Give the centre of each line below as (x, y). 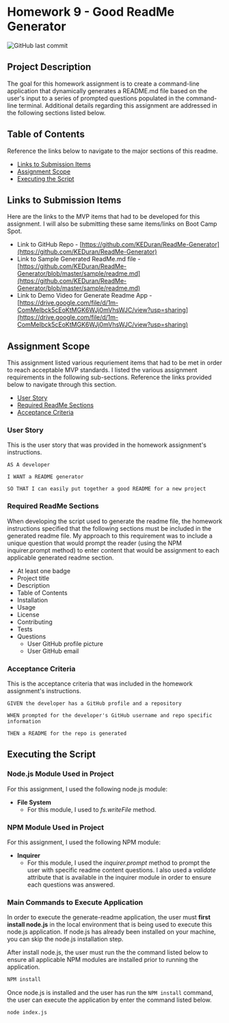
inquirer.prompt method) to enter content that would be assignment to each (113, 550)
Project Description (49, 67)
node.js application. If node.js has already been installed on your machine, (112, 932)
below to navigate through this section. (62, 385)
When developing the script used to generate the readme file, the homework (115, 521)
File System (34, 802)
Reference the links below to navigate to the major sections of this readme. (112, 151)
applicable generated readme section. (60, 557)
